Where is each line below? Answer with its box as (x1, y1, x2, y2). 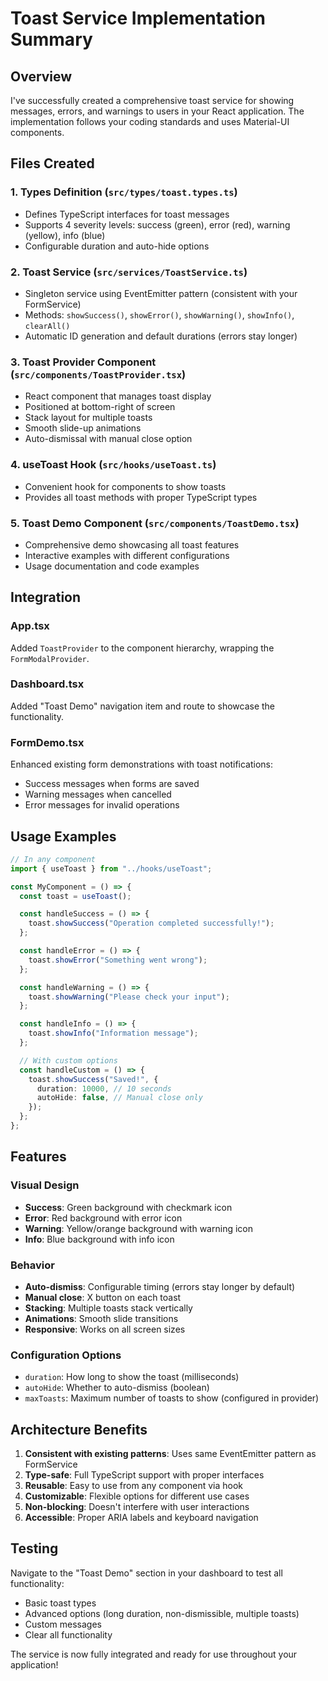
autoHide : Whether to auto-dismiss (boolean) (24, 1382, 210, 1394)
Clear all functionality (24, 1628, 113, 1641)
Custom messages (24, 1618, 102, 1630)
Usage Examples (10, 828, 117, 845)
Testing (10, 1540, 59, 1557)
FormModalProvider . (10, 652, 90, 664)
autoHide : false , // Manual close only (36, 1093, 203, 1103)
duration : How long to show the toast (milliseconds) (24, 1371, 240, 1383)
